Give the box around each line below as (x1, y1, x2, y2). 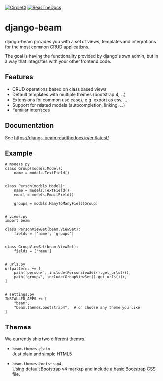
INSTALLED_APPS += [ (5, 296, 48, 302)
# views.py (5, 214, 28, 219)
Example (5, 149, 33, 157)
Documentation (5, 121, 54, 130)
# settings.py (5, 292, 35, 297)
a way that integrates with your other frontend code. (5, 58, 112, 64)
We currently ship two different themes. (5, 336, 86, 342)
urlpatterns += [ (5, 266, 41, 271)
